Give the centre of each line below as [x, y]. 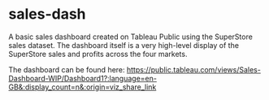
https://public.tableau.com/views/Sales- [194, 69]
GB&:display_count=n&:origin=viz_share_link [82, 87]
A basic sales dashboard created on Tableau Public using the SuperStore [131, 37]
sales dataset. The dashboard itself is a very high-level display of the [124, 45]
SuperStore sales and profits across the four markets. [98, 54]
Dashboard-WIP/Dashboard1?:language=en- [82, 78]
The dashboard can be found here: [67, 69]
